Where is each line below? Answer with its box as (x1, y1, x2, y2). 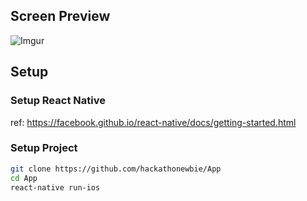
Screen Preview (10, 8, 111, 25)
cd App (10, 173, 38, 183)
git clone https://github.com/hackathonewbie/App (10, 164, 222, 174)
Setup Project (10, 141, 78, 155)
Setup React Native (10, 94, 106, 108)
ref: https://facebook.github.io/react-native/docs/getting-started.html (10, 116, 297, 128)
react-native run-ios (10, 182, 101, 193)
